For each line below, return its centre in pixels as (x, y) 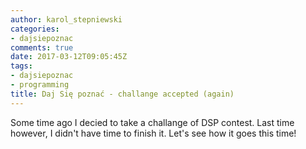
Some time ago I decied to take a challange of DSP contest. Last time (152, 122)
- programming (40, 85)
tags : (21, 66)
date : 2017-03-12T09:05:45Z (69, 57)
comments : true (42, 47)
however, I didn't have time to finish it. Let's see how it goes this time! (153, 133)
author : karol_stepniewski (66, 19)
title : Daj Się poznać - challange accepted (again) (122, 94)
